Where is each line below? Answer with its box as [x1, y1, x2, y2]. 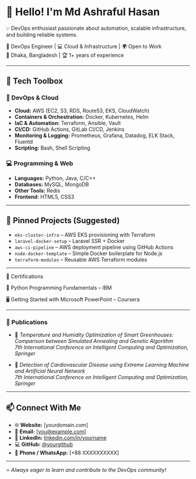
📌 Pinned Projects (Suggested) [6, 216, 120, 225]
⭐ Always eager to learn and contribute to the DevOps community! [6, 466, 167, 473]
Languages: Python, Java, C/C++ [14, 175, 96, 182]
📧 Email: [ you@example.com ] [14, 428, 86, 435]
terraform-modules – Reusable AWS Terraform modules [14, 256, 148, 263]
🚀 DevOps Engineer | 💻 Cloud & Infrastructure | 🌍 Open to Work [6, 43, 162, 50]
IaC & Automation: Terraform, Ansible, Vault [14, 119, 121, 126]
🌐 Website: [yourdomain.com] [14, 421, 89, 428]
